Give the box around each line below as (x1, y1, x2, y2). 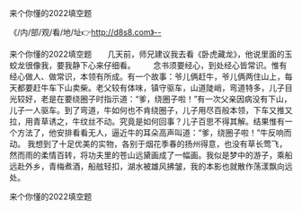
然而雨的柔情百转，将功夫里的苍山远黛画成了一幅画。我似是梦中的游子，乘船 (9, 150, 293, 160)
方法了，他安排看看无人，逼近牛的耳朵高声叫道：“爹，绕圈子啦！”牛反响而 (16, 127, 292, 137)
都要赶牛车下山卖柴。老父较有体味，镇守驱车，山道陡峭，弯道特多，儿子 (16, 83, 285, 92)
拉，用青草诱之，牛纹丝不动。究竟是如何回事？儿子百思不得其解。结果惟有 (9, 116, 285, 127)
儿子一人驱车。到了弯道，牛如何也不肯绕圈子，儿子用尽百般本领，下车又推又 (9, 105, 293, 115)
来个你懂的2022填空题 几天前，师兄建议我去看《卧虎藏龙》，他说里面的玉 (9, 48, 293, 59)
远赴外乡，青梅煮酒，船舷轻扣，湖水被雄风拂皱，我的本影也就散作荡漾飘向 (9, 161, 285, 171)
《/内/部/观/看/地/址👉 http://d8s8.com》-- (9, 27, 162, 38)
